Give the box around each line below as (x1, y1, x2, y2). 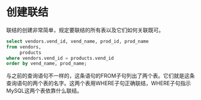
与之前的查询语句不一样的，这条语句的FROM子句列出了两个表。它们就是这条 (6, 72, 195, 80)
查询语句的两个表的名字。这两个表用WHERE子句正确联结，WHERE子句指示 (6, 80, 191, 87)
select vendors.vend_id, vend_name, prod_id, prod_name (6, 38, 149, 44)
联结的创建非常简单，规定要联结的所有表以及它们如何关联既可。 (6, 26, 164, 34)
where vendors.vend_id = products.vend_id (6, 55, 114, 61)
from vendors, (6, 44, 42, 50)
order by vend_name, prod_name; (6, 60, 87, 66)
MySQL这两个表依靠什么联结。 (6, 87, 83, 95)
